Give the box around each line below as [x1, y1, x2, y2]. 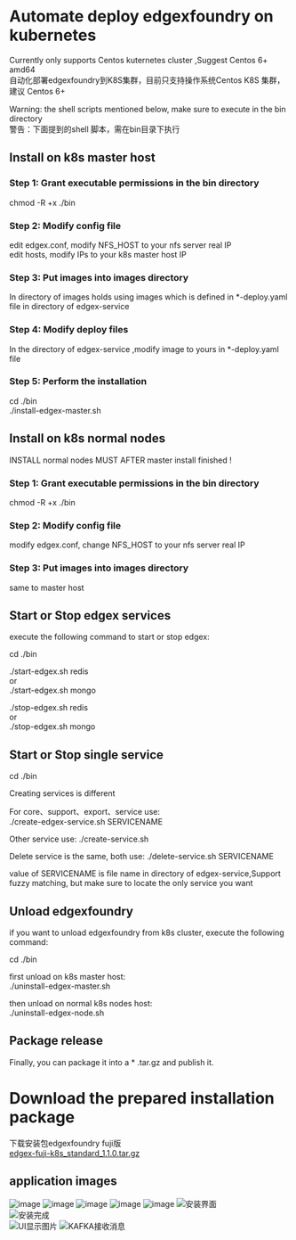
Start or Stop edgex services [9, 608, 172, 623]
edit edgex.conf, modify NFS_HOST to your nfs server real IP [9, 239, 232, 250]
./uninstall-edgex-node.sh [9, 1007, 105, 1018]
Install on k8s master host [9, 150, 156, 166]
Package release [9, 1033, 104, 1048]
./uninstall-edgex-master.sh [9, 981, 111, 991]
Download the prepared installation [9, 1088, 276, 1108]
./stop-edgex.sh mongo [9, 721, 96, 732]
